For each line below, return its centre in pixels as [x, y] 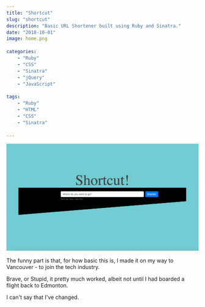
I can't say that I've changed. [43, 297]
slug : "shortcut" [28, 19]
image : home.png [27, 39]
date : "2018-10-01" [31, 32]
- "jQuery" [31, 77]
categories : [21, 52]
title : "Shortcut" [30, 13]
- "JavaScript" [37, 84]
